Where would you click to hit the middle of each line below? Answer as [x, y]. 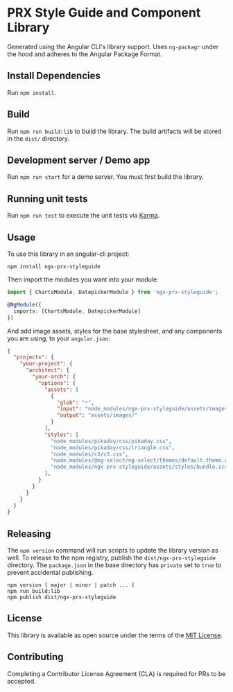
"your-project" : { [46, 364]
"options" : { [57, 383]
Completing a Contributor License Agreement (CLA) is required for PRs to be [116, 673]
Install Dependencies [54, 76]
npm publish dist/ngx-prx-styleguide [62, 598]
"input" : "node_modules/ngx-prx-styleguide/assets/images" [144, 409]
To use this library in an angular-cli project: [68, 254]
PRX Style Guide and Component [104, 13]
